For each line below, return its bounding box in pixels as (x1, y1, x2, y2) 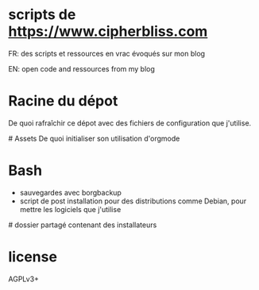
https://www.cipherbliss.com (8, 22, 208, 41)
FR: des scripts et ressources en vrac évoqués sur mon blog (8, 48, 205, 58)
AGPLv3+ (8, 274, 40, 284)
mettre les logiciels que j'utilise (19, 204, 122, 214)
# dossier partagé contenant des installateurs (8, 220, 157, 230)
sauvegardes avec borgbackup (19, 188, 122, 197)
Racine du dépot (8, 92, 118, 110)
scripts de (8, 6, 76, 24)
